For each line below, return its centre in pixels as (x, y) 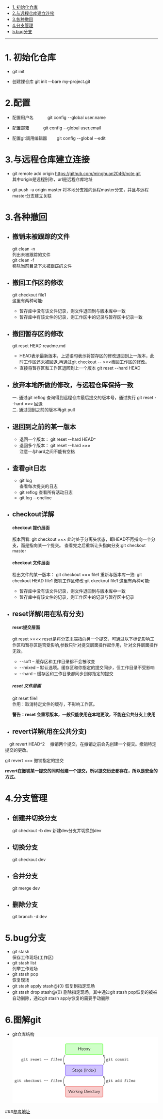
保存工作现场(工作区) (33, 958)
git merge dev (26, 888)
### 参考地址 (18, 1112)
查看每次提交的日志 (39, 486)
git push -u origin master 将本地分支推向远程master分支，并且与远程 (80, 190)
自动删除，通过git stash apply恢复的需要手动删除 (61, 998)
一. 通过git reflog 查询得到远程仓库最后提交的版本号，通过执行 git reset (83, 398)
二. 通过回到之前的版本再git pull (43, 410)
